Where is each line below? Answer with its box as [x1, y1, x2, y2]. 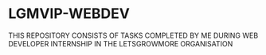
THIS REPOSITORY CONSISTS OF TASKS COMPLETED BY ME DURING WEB [8, 31, 259, 40]
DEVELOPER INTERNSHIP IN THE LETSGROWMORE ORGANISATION [8, 38, 233, 48]
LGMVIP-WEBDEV [8, 5, 130, 23]
